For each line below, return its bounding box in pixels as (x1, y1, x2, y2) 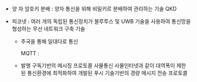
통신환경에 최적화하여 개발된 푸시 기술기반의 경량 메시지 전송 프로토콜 (27, 70, 188, 76)
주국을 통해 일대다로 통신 (20, 38, 79, 45)
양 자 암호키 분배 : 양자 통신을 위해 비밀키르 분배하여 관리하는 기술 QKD (11, 5, 177, 12)
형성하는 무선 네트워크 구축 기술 (11, 26, 85, 32)
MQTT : (20, 50, 40, 56)
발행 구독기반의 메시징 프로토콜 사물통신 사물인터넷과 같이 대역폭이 (20, 62, 176, 69)
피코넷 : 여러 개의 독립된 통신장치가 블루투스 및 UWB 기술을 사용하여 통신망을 (11, 18, 191, 25)
